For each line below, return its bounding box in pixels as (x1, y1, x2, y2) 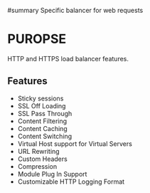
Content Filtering (17, 117, 68, 125)
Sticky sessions (17, 94, 64, 103)
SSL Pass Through (17, 109, 73, 118)
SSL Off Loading (17, 101, 66, 110)
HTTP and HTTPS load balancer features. (7, 54, 129, 63)
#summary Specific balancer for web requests (7, 6, 144, 14)
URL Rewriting (17, 147, 60, 155)
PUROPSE (7, 31, 67, 47)
